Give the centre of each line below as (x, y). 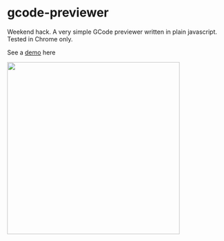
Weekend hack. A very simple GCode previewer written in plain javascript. (112, 32)
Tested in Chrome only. (40, 39)
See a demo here (32, 52)
